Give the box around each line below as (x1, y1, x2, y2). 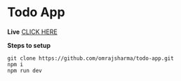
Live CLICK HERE (7, 27, 58, 36)
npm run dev (7, 67, 42, 74)
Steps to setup (7, 41, 51, 49)
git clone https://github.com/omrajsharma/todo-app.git (7, 54, 174, 62)
